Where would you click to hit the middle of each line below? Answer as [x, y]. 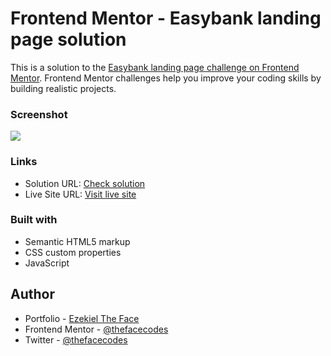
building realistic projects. [63, 88]
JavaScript [47, 263]
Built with [34, 220]
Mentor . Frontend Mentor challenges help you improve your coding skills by [166, 78]
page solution [68, 39]
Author [32, 294]
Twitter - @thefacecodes [76, 339]
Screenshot [39, 114]
